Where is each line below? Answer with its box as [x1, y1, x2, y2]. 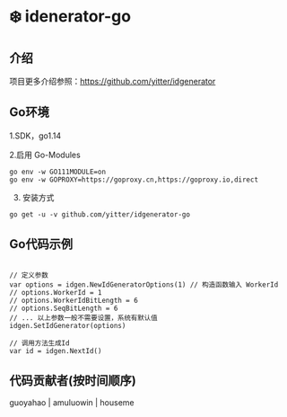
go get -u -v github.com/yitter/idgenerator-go [9, 209, 191, 219]
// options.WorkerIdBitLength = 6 [9, 296, 139, 305]
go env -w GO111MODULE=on [9, 167, 106, 176]
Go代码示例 [9, 236, 74, 252]
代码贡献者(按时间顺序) [9, 373, 136, 388]
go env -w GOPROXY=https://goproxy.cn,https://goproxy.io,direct [9, 175, 258, 184]
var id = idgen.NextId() [9, 346, 102, 355]
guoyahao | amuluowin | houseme [9, 397, 135, 408]
